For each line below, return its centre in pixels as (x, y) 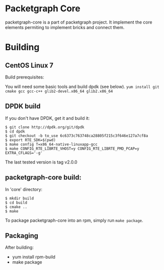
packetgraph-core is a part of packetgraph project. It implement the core (79, 22)
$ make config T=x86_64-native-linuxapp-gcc (51, 144)
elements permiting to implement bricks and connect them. (65, 27)
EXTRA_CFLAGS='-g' (24, 153)
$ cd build (16, 202)
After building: (19, 247)
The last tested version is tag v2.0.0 (41, 162)
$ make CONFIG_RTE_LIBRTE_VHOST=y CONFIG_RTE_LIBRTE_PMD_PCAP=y (72, 148)
